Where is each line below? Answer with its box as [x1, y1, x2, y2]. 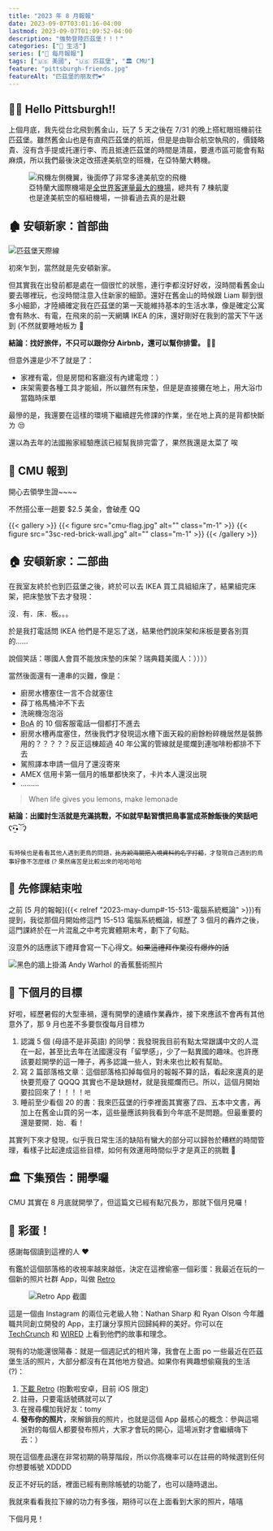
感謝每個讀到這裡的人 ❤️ [8, 1247, 89, 1256]
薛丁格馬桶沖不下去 [19, 698, 85, 708]
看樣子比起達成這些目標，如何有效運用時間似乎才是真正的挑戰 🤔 [22, 1145, 236, 1155]
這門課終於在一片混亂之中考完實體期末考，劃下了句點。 [8, 925, 193, 935]
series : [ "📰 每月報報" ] [8, 50, 84, 58]
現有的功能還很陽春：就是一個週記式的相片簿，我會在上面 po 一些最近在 [8, 1347, 249, 1356]
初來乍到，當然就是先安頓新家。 [8, 263, 115, 273]
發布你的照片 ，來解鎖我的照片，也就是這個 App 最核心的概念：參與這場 [19, 1415, 259, 1425]
